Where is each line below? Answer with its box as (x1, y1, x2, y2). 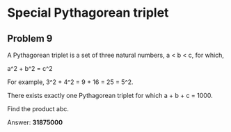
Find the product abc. (7, 105, 70, 113)
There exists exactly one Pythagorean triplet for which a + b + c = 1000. (7, 92, 214, 99)
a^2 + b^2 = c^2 (7, 65, 54, 72)
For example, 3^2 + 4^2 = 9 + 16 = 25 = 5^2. (7, 78, 134, 86)
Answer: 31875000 (7, 118, 63, 126)
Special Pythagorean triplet (7, 5, 169, 21)
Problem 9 (7, 33, 53, 44)
